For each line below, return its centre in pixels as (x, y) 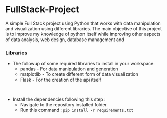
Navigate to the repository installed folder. (64, 105)
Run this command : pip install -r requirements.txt (77, 110)
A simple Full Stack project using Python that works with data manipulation (83, 23)
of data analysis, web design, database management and (65, 40)
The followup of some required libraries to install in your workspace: (84, 64)
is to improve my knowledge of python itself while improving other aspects (83, 34)
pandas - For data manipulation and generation (69, 69)
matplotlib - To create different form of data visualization (79, 74)
